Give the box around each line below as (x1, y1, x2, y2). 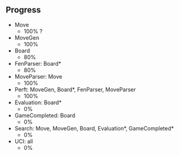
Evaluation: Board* (14, 99, 62, 106)
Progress (5, 5, 41, 15)
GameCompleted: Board (14, 112, 76, 119)
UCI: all (14, 137, 33, 145)
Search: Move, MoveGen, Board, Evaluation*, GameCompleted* (14, 124, 175, 132)
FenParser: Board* (14, 60, 62, 67)
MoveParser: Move (14, 73, 62, 80)
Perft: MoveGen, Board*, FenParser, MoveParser (14, 85, 136, 93)
